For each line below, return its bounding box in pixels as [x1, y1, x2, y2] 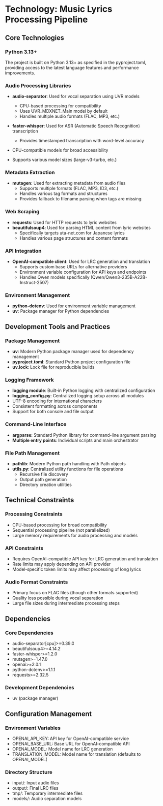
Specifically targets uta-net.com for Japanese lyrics [19, 230, 125, 236]
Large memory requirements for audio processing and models [12, 532, 138, 538]
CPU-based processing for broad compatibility [12, 522, 107, 528]
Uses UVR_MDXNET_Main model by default [19, 108, 108, 114]
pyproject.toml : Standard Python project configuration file [12, 359, 131, 365]
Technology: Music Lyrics [5, 3, 112, 15]
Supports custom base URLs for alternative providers [19, 264, 128, 270]
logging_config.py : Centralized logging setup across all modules [12, 393, 144, 399]
